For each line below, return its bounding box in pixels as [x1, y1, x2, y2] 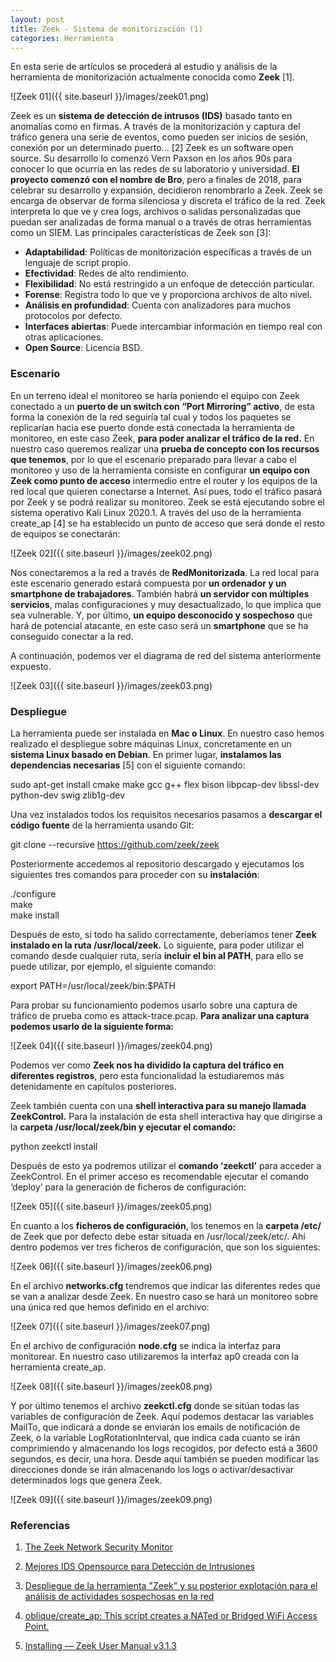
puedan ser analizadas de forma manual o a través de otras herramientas [10, 216, 312, 228]
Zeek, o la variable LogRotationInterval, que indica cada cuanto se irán [10, 1431, 301, 1443]
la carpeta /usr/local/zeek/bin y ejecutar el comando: [10, 1121, 237, 1133]
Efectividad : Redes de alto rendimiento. [24, 267, 190, 280]
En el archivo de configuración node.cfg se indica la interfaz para [10, 1339, 282, 1351]
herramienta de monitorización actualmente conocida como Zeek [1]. [10, 71, 295, 83]
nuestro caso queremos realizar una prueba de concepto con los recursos [10, 442, 320, 455]
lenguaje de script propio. [24, 257, 132, 269]
